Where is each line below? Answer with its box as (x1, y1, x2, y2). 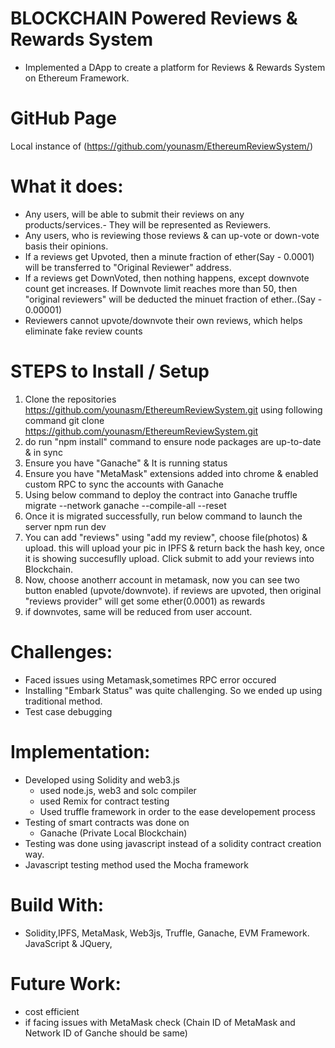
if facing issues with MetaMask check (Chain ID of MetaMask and (24, 1016, 296, 1028)
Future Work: (10, 972, 122, 995)
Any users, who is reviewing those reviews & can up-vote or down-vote (24, 229, 320, 241)
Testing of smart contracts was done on (24, 816, 190, 828)
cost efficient (24, 1005, 80, 1017)
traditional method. (24, 695, 103, 707)
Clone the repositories (24, 393, 117, 405)
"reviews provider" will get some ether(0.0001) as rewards (24, 595, 266, 607)
